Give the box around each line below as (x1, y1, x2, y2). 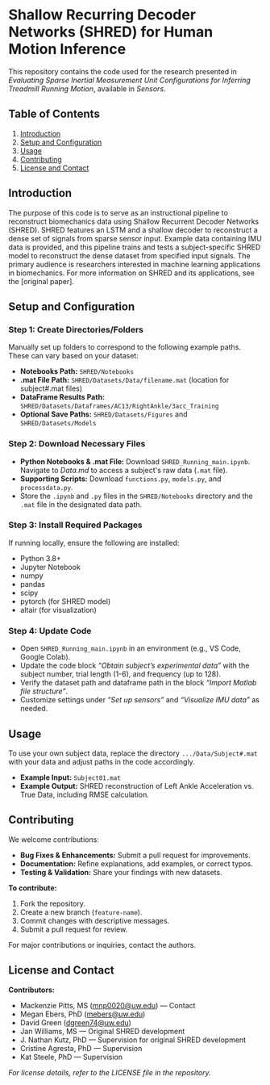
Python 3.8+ (19, 553, 62, 563)
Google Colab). (19, 652, 71, 662)
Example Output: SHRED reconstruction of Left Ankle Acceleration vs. (19, 781, 254, 790)
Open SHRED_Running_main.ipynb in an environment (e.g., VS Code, (19, 643, 241, 653)
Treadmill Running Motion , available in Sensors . (8, 83, 167, 94)
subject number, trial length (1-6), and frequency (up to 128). (19, 669, 222, 679)
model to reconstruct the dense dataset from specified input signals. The (8, 250, 251, 260)
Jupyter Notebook (19, 562, 81, 572)
